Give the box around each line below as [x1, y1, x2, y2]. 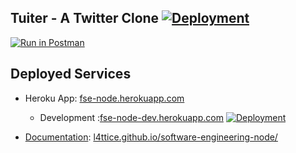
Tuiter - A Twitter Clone [10, 10, 160, 27]
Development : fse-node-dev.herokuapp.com [39, 111, 224, 123]
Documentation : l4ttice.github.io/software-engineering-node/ [24, 131, 278, 143]
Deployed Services [10, 66, 132, 83]
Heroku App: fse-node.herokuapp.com [24, 92, 185, 104]
